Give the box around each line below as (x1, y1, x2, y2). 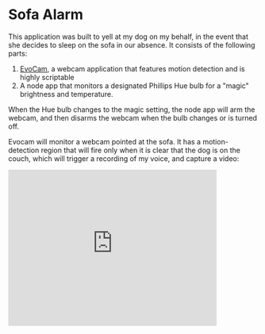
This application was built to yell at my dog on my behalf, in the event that (8, 32, 248, 41)
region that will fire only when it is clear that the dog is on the (40, 145, 240, 155)
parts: (8, 48, 28, 58)
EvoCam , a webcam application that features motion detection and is (19, 63, 245, 73)
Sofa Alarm (8, 6, 83, 24)
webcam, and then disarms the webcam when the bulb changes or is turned (8, 113, 258, 122)
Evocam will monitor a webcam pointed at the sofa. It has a (8, 136, 201, 146)
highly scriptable (19, 72, 75, 82)
